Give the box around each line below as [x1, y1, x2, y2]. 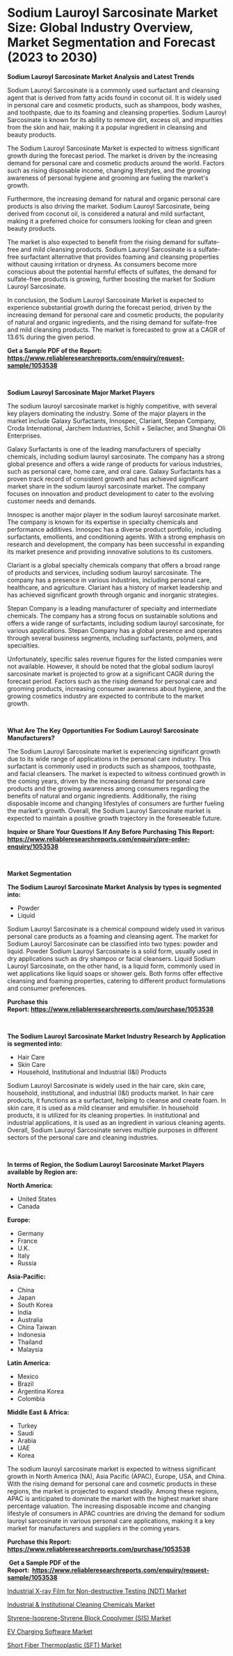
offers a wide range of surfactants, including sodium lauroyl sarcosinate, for [7, 619, 225, 627]
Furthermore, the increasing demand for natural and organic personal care [7, 194, 220, 203]
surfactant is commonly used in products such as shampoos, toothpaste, [7, 762, 216, 770]
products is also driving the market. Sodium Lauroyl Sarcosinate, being [7, 202, 210, 210]
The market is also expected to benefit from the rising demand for [7, 237, 196, 246]
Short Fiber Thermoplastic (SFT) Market [7, 1641, 122, 1649]
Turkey [17, 1422, 38, 1430]
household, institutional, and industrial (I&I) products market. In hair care [7, 1089, 214, 1097]
